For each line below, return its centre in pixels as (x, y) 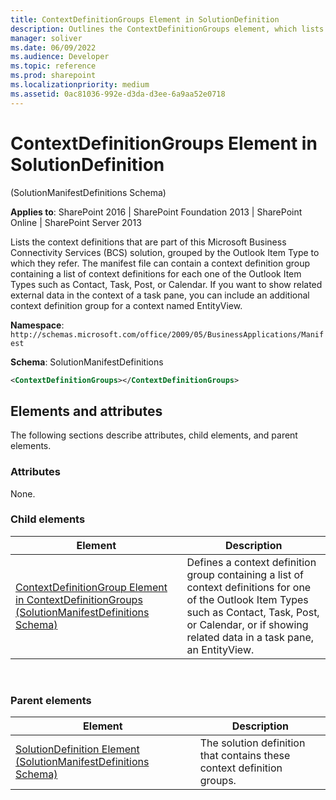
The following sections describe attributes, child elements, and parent (154, 435)
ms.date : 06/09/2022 (53, 47)
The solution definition (252, 743)
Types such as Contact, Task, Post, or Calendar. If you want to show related (166, 284)
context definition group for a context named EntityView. (126, 305)
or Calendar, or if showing (247, 624)
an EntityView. (220, 649)
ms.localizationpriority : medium (80, 85)
